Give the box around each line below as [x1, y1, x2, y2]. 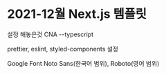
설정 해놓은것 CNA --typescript [7, 30, 94, 38]
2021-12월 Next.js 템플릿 [7, 6, 147, 22]
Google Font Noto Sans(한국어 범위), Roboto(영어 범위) [7, 59, 160, 67]
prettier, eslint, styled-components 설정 [7, 45, 119, 53]
